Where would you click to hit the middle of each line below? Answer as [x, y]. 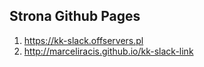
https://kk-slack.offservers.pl [83, 40]
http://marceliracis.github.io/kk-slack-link [108, 51]
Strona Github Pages [75, 16]
